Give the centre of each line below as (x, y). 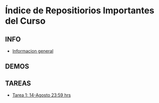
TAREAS (18, 83)
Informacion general (33, 51)
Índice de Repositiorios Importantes (80, 11)
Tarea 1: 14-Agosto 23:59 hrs (42, 95)
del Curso (25, 21)
